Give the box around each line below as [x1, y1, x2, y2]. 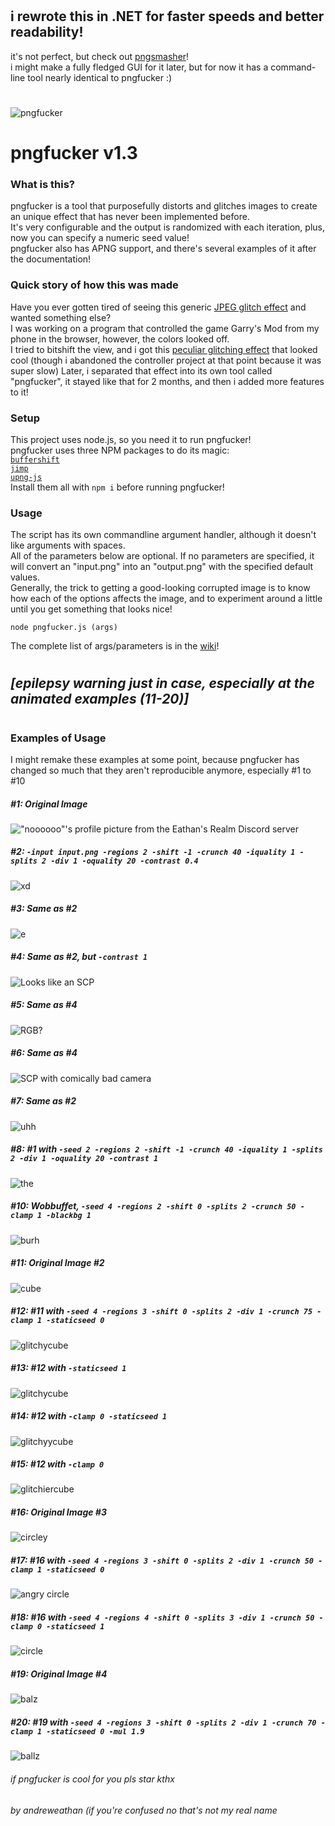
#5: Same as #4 [10, 999, 78, 1011]
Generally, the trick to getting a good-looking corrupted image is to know [10, 582, 311, 594]
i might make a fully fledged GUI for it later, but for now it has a [10, 61, 269, 73]
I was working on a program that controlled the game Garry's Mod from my [10, 322, 320, 334]
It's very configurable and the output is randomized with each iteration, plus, [10, 221, 325, 233]
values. [10, 571, 40, 583]
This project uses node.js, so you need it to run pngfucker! [10, 433, 252, 445]
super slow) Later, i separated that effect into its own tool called [10, 364, 273, 377]
